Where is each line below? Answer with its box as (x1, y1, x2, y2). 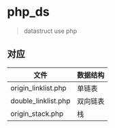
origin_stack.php (10, 109, 64, 118)
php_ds (7, 4, 50, 20)
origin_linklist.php (10, 83, 67, 92)
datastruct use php (23, 27, 77, 35)
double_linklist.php (10, 96, 71, 105)
